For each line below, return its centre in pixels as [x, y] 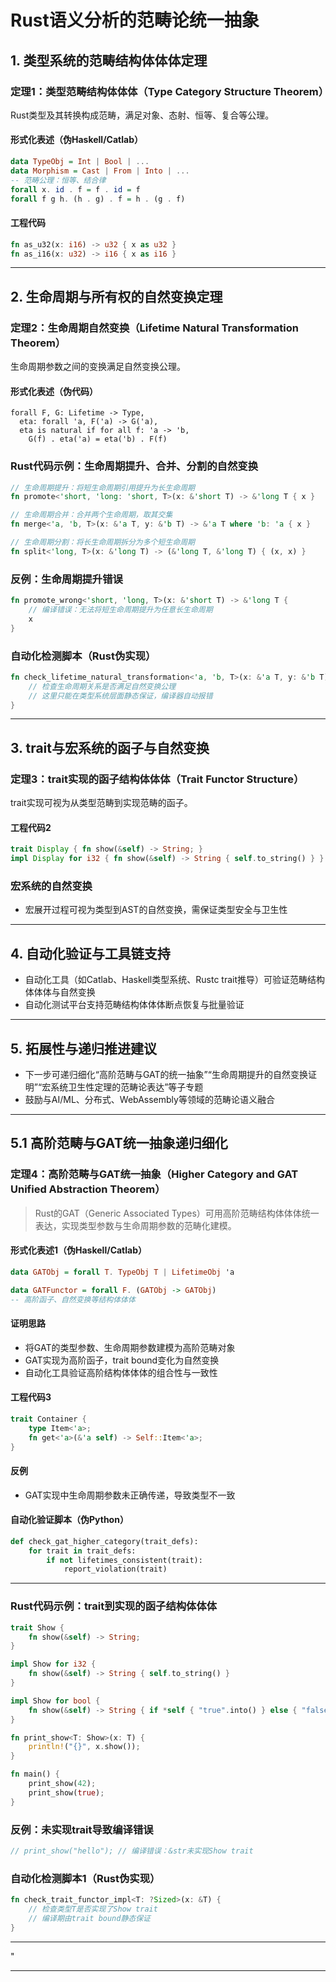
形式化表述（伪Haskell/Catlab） [76, 140]
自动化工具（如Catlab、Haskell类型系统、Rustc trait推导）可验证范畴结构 [174, 980]
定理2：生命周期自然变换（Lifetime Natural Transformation [154, 328]
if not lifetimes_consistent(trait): [124, 1560]
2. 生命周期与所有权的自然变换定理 [116, 296]
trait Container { [48, 1419]
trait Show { [37, 1627]
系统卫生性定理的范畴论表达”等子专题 [127, 1087]
